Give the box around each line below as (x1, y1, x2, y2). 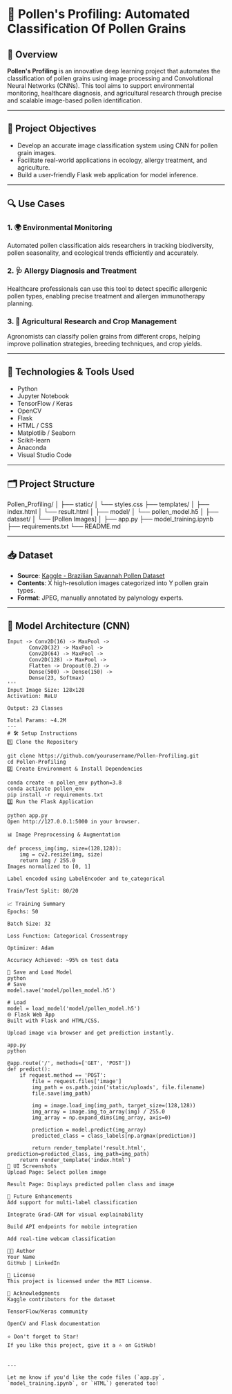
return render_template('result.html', (32, 1145, 147, 1152)
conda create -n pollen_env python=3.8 (7, 779, 122, 787)
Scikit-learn (17, 436, 50, 444)
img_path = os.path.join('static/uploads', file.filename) (32, 1084, 206, 1091)
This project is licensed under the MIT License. (7, 1278, 153, 1285)
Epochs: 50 (7, 909, 39, 915)
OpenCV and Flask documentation (7, 1321, 100, 1328)
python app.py (7, 812, 48, 819)
